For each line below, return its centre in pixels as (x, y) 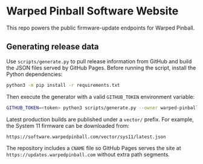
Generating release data (53, 47)
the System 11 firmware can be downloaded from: (68, 125)
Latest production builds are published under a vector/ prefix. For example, (100, 119)
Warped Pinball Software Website (92, 11)
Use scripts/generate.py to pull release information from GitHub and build (99, 61)
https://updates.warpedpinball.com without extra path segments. (88, 154)
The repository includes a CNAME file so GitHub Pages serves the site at (94, 148)
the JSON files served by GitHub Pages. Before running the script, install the (101, 68)
